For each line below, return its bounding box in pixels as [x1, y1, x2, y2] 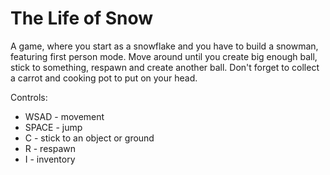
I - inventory [24, 153, 76, 165]
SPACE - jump [24, 121, 83, 133]
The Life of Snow [10, 7, 154, 30]
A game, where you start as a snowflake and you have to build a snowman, [10, 40, 319, 52]
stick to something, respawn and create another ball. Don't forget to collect [10, 61, 320, 73]
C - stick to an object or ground [24, 132, 155, 144]
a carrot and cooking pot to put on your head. [10, 72, 198, 84]
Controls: [10, 91, 48, 103]
